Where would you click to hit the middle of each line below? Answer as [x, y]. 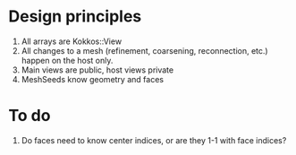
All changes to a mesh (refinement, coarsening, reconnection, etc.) [145, 50]
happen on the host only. [67, 60]
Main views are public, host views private [97, 70]
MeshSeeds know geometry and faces [93, 79]
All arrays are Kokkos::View [72, 41]
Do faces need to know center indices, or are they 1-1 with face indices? [154, 140]
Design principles [75, 17]
